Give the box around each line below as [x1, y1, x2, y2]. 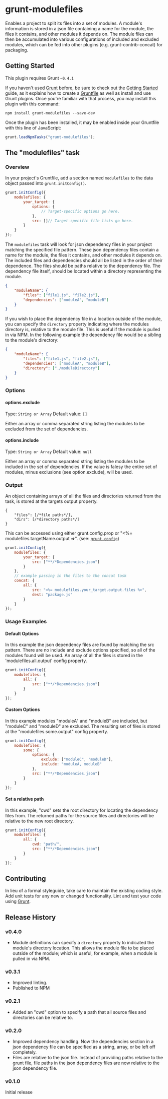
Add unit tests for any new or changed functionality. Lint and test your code [5, 893, 161, 899]
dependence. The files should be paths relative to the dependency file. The [5, 263, 161, 269]
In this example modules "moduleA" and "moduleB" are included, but [5, 718, 147, 724]
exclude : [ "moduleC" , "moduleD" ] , [41, 757, 113, 762]
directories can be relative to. [12, 1014, 73, 1020]
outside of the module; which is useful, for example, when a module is [12, 950, 157, 956]
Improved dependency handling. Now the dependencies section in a [12, 1038, 154, 1044]
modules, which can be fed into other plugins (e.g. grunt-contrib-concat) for [5, 41, 163, 47]
